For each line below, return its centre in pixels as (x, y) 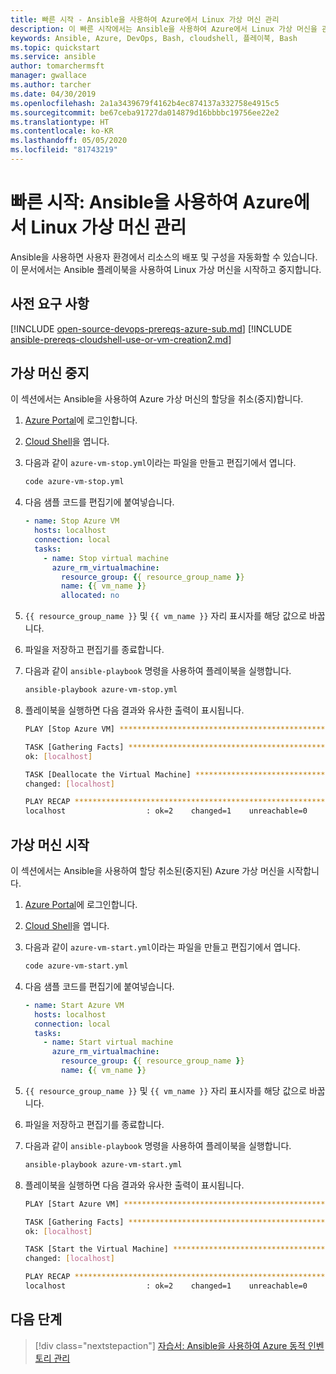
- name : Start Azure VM (74, 1005)
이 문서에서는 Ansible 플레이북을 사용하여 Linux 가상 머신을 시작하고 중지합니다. (166, 269)
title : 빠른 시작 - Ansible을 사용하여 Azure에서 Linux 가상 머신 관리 (145, 19)
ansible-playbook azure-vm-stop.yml (101, 690)
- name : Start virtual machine (108, 1042)
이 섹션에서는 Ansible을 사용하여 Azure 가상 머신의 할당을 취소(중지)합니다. (157, 399)
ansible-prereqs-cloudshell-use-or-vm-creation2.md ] (121, 339)
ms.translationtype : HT (60, 122)
